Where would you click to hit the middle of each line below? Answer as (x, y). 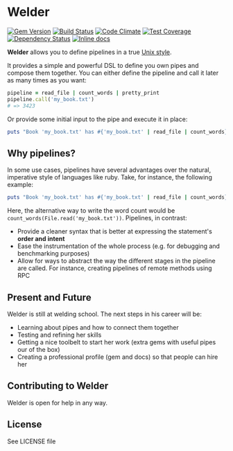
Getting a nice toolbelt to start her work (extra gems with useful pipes (116, 342)
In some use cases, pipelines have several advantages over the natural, (109, 170)
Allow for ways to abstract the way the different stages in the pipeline (116, 261)
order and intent (41, 239)
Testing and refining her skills (59, 335)
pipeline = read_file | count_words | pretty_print (83, 93)
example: (20, 185)
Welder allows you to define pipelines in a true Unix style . (89, 52)
